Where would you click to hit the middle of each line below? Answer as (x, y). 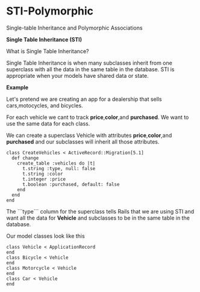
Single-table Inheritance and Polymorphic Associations (74, 28)
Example (17, 87)
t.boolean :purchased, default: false (71, 184)
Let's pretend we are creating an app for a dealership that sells (84, 99)
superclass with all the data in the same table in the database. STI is (90, 69)
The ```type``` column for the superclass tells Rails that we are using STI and (100, 211)
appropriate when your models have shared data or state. (77, 75)
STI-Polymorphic (50, 11)
